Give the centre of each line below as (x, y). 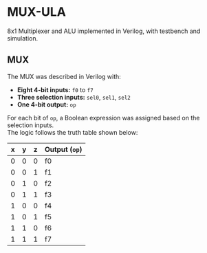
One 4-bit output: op (47, 104)
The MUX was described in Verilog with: (64, 76)
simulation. (23, 38)
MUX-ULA (37, 12)
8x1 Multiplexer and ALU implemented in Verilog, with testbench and (104, 31)
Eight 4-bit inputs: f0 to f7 (55, 89)
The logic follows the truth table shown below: (73, 132)
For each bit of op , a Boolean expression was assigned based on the (103, 118)
